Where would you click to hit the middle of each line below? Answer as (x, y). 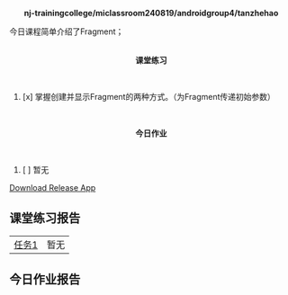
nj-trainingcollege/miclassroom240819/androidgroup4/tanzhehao (151, 13)
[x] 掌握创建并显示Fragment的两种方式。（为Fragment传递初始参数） (149, 97)
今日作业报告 (45, 279)
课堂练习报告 (45, 218)
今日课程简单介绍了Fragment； (67, 31)
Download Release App (53, 188)
